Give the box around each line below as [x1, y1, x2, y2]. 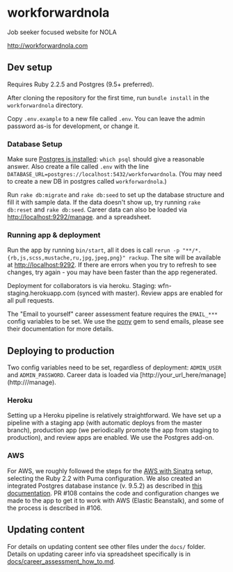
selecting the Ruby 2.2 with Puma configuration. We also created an [7, 474, 202, 482]
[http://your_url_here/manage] [140, 371, 227, 379]
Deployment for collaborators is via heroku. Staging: [7, 282, 156, 290]
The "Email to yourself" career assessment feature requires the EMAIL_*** [7, 310, 218, 318]
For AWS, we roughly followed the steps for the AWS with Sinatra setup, [7, 466, 214, 475]
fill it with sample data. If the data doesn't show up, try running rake [7, 198, 201, 207]
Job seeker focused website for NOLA [7, 28, 117, 36]
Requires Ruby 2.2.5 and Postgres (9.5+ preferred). [7, 80, 154, 88]
